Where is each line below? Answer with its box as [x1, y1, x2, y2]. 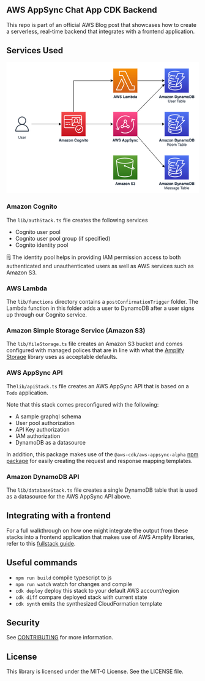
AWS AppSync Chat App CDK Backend [6, 5, 157, 15]
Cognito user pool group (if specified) [15, 235, 111, 242]
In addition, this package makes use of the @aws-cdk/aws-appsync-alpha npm [6, 450, 199, 458]
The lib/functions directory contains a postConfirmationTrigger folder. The [6, 298, 199, 306]
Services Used [6, 45, 63, 56]
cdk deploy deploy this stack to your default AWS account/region [15, 587, 179, 594]
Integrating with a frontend [6, 511, 111, 521]
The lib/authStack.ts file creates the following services [6, 216, 148, 224]
